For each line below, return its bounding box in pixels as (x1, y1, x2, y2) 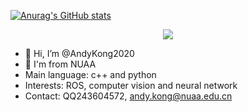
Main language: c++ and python (24, 69, 157, 80)
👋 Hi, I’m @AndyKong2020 (24, 48, 135, 59)
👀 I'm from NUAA (24, 58, 97, 70)
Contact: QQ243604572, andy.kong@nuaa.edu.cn (24, 90, 233, 102)
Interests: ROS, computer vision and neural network (24, 80, 238, 91)
